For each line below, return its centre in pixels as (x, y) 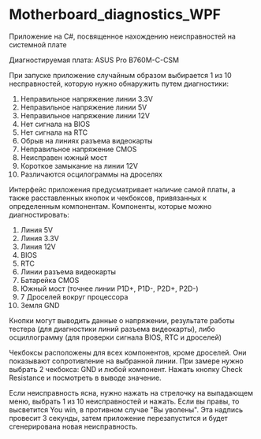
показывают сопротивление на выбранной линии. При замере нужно (126, 361)
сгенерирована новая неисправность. (73, 426)
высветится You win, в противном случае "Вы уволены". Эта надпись (126, 409)
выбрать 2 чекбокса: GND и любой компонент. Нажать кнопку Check (126, 369)
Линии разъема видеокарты (68, 272)
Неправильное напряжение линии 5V (84, 107)
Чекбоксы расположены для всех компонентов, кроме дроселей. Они (128, 352)
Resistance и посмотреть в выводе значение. (85, 378)
